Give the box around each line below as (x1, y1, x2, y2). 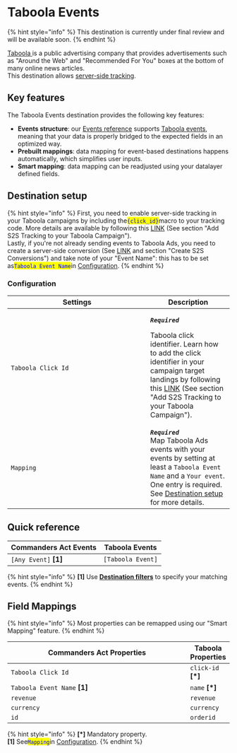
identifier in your (150, 356, 205, 366)
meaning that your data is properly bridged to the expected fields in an (17, 132, 224, 140)
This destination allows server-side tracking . (7, 71, 136, 80)
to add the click (150, 348, 201, 358)
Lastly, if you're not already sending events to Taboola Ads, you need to (7, 238, 216, 247)
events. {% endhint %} (7, 580, 73, 588)
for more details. (150, 497, 205, 507)
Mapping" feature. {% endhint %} (7, 626, 105, 635)
